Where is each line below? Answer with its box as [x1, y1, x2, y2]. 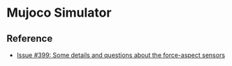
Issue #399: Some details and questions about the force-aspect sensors [16, 51, 225, 59]
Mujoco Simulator [6, 5, 112, 21]
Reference [6, 33, 53, 44]
